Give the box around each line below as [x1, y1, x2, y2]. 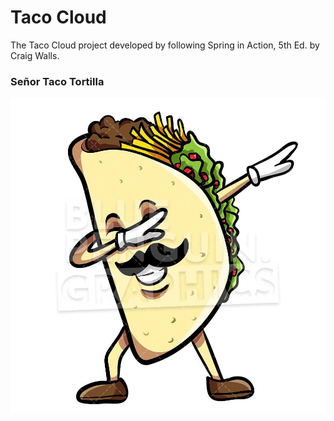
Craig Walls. [10, 49, 60, 61]
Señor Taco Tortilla [10, 74, 105, 88]
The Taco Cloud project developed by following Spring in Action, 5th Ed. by [10, 39, 320, 51]
